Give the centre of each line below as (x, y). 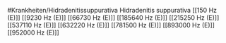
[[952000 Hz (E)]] (34, 32)
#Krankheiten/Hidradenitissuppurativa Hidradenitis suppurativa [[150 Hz (112, 10)
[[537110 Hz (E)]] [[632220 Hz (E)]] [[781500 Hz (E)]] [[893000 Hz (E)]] (111, 25)
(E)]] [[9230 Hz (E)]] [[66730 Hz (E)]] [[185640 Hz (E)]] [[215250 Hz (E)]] (113, 18)
